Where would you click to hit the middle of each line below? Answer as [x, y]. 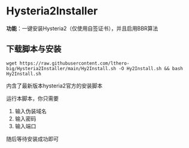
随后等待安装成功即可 [32, 138]
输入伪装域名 [31, 111]
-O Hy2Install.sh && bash [151, 68]
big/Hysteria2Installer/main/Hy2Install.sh [61, 68]
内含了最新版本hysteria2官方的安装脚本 [54, 86]
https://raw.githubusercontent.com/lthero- [74, 63]
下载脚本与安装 [34, 49]
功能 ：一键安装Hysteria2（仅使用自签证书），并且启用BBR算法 [82, 28]
